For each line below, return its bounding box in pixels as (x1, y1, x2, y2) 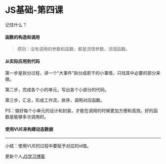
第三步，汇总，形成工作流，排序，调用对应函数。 (5, 97, 105, 103)
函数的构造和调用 (5, 34, 40, 40)
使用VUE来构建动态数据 (5, 126, 53, 132)
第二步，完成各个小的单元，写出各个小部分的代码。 (5, 87, 109, 93)
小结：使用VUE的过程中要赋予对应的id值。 (5, 143, 91, 149)
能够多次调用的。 (13, 114, 48, 120)
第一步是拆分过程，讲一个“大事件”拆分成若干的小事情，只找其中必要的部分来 (5, 70, 161, 76)
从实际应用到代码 (5, 58, 40, 64)
